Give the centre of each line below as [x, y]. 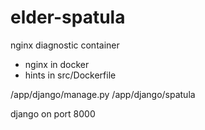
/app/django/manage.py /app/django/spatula [103, 94]
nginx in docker [57, 64]
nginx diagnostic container [65, 45]
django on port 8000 [53, 113]
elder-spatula [68, 17]
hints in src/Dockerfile [70, 75]
